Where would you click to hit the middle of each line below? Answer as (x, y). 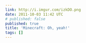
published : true (22, 23)
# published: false (25, 19)
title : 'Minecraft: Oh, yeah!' (38, 28)
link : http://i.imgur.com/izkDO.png (43, 10)
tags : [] (14, 33)
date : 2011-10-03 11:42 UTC (34, 14)
